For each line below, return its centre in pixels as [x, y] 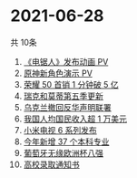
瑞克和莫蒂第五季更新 [63, 96]
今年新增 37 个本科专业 [66, 141]
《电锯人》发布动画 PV [66, 61]
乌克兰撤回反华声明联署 [67, 107]
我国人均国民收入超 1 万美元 [75, 119]
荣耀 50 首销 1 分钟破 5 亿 [71, 84]
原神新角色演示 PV [58, 73]
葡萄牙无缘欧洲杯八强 [63, 152]
